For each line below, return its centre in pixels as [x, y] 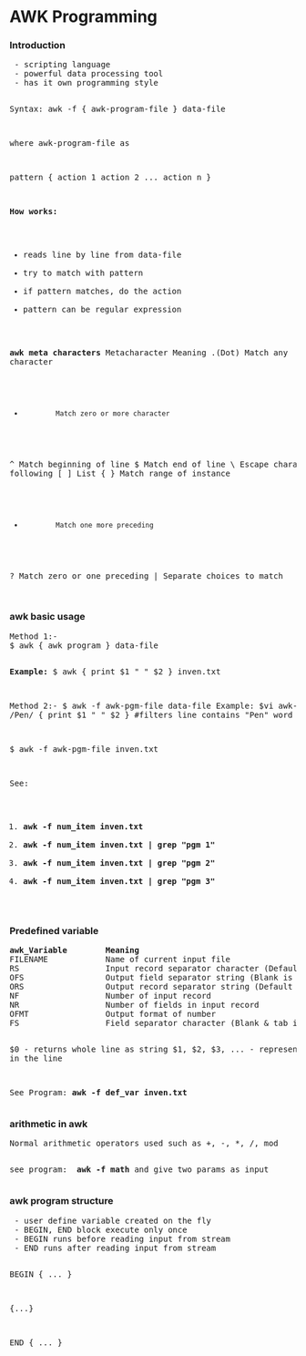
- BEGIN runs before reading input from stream [122, 1238]
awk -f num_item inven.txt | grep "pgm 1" [119, 844]
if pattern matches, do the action [102, 292]
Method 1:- [34, 636]
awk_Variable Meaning [74, 950]
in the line [36, 1058]
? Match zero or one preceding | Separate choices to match [147, 576]
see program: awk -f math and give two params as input [139, 1170]
